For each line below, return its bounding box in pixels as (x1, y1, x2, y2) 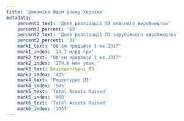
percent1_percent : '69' (17, 26, 78, 32)
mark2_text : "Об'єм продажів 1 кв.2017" (17, 54, 122, 61)
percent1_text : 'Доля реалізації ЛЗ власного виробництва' (17, 20, 171, 26)
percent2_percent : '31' (17, 37, 78, 43)
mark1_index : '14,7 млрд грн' (17, 49, 95, 55)
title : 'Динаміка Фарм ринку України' (6, 9, 105, 15)
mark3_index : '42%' (17, 71, 67, 78)
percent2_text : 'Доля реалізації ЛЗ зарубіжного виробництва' (17, 32, 179, 38)
